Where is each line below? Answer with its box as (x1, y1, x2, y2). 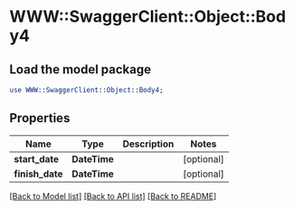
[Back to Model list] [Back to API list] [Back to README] (9, 190, 217, 201)
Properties (9, 110, 71, 126)
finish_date (14, 167, 63, 180)
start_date (14, 152, 60, 165)
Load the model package (9, 62, 152, 77)
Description (122, 138, 175, 150)
